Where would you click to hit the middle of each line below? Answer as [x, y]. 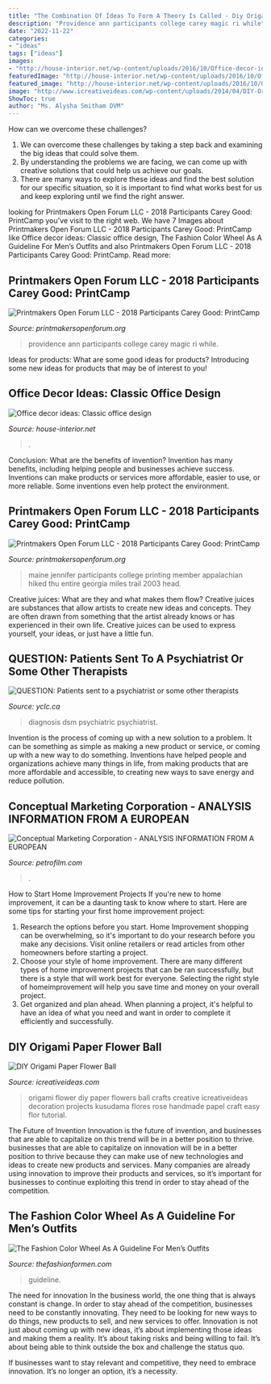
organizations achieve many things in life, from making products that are [128, 764]
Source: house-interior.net [52, 429]
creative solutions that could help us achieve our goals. [112, 171]
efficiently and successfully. [67, 1022]
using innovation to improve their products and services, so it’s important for [135, 1173]
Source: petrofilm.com [46, 863]
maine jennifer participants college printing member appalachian [135, 574]
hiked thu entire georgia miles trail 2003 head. [104, 583]
